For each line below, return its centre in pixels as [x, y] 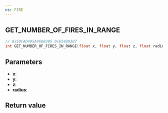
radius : [20, 90]
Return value [25, 105]
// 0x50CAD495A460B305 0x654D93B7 [41, 41]
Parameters [24, 62]
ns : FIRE [14, 10]
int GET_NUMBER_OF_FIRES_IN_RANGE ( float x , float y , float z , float [78, 46]
